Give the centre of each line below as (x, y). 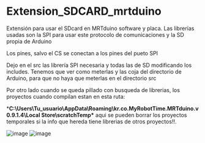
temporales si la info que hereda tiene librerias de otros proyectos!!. (91, 122)
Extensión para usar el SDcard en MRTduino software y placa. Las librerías (100, 28)
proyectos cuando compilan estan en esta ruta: (66, 96)
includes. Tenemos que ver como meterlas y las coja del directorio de (94, 71)
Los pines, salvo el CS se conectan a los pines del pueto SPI (82, 53)
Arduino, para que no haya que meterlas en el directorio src (81, 78)
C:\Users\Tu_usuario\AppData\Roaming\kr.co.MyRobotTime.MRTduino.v (104, 108)
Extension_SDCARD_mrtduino (84, 11)
